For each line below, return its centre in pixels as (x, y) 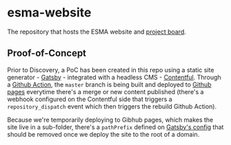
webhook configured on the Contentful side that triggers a (90, 99)
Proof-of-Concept (47, 53)
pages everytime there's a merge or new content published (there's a (106, 91)
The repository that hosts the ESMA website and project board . (97, 32)
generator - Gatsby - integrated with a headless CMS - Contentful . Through (114, 77)
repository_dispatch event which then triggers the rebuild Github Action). (112, 106)
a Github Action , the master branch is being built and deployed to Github (109, 85)
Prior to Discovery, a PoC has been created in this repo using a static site (111, 69)
